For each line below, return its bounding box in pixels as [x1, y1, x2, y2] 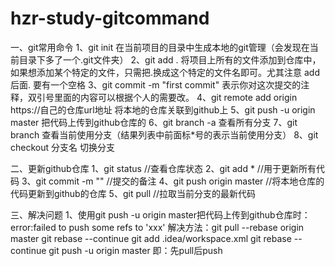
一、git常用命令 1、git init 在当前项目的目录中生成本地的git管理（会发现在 [10, 41, 310, 53]
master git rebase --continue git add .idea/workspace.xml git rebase [10, 232, 292, 244]
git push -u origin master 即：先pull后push [48, 244, 223, 256]
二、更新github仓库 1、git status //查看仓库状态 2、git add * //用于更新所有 [10, 162, 317, 174]
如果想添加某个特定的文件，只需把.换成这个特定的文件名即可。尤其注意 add [10, 66, 320, 78]
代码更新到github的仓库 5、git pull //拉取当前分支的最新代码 [10, 187, 257, 199]
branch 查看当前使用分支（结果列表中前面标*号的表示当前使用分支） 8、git [10, 128, 319, 141]
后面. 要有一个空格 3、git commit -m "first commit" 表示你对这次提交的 [10, 78, 302, 91]
